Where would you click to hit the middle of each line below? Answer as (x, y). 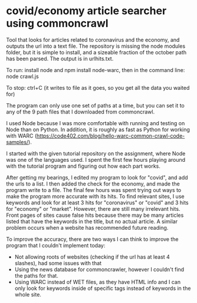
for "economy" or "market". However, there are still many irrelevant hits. (93, 208)
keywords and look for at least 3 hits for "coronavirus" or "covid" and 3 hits (97, 203)
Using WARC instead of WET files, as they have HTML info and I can (98, 282)
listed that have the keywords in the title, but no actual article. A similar (92, 221)
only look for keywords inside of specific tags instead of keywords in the (103, 288)
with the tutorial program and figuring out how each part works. (83, 166)
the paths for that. (37, 275)
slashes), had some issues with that (58, 263)
